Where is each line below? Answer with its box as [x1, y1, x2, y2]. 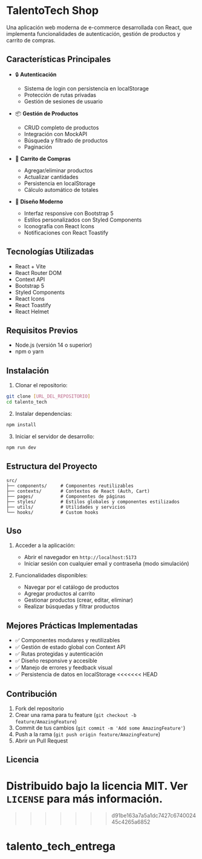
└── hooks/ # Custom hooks [6, 509, 99, 515]
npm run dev [6, 444, 36, 450]
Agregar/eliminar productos [24, 166, 93, 174]
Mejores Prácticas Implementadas [6, 620, 138, 631]
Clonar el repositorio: [15, 382, 68, 389]
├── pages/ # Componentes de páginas [6, 493, 126, 500]
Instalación [6, 365, 50, 376]
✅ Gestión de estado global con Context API [15, 643, 126, 651]
